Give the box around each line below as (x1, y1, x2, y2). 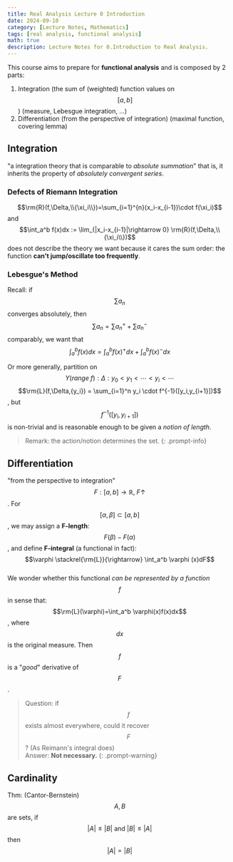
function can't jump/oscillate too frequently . (7, 252, 140, 260)
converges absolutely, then (7, 309, 87, 318)
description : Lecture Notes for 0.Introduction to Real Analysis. (7, 43, 209, 51)
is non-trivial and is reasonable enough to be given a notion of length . (7, 423, 212, 431)
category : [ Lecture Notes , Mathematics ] (7, 24, 130, 31)
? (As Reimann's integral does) (24, 744, 115, 752)
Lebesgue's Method (7, 270, 78, 279)
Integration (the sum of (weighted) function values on (17, 85, 175, 93)
